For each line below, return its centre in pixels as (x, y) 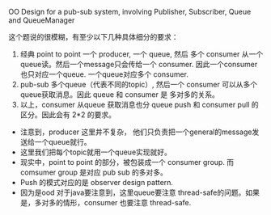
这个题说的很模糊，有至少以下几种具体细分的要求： (93, 37)
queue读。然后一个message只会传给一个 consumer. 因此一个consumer (139, 64)
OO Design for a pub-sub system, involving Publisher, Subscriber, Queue (130, 12)
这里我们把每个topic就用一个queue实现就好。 (96, 152)
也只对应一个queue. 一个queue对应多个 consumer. (104, 74)
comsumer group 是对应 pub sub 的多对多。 (94, 172)
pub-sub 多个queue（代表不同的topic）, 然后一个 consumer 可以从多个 (138, 84)
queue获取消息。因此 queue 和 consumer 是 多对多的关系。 (120, 95)
